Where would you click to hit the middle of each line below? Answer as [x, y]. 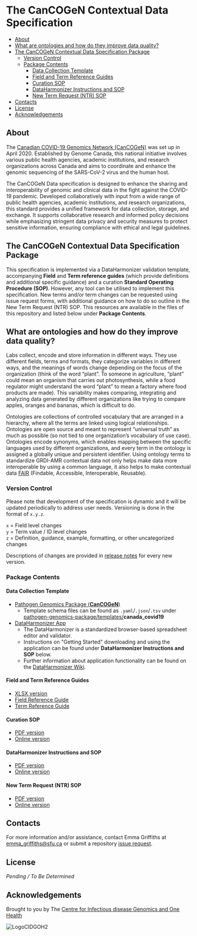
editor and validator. [48, 635]
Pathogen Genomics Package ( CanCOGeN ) [67, 604]
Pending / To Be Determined [40, 876]
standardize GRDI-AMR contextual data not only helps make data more [92, 461]
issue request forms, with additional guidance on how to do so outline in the [98, 301]
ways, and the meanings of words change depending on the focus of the [94, 368]
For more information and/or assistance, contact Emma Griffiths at [86, 838]
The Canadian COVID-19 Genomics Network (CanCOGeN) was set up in [93, 147]
